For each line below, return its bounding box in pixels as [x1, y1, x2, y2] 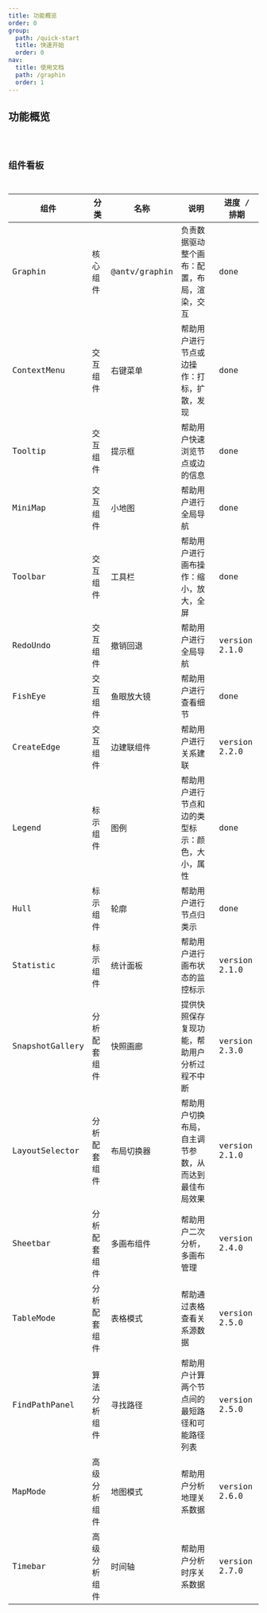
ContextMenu [12, 364, 65, 376]
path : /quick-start [15, 33, 80, 42]
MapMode [12, 1486, 46, 1497]
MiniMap [12, 502, 46, 513]
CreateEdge [12, 742, 61, 752]
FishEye [12, 690, 46, 702]
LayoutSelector [12, 1145, 79, 1156]
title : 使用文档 [15, 64, 65, 72]
